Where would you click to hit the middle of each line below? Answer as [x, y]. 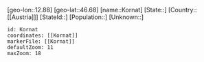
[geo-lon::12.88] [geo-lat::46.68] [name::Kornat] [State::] [87, 10]
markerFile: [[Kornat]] [41, 42]
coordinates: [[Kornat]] [43, 35]
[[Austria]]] [23, 17]
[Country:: [182, 10]
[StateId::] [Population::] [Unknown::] [92, 17]
